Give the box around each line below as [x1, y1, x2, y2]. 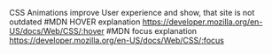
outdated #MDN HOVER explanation [9, 17, 141, 27]
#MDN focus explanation [105, 26, 198, 36]
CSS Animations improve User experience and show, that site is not [9, 8, 255, 17]
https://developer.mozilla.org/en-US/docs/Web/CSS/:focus [9, 35, 224, 45]
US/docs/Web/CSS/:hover [9, 26, 105, 36]
